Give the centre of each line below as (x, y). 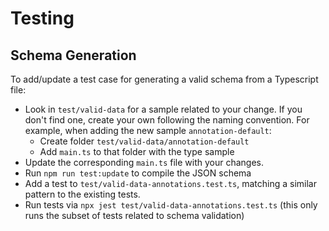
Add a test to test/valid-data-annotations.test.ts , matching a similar (170, 183)
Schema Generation (73, 55)
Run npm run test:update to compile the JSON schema (138, 173)
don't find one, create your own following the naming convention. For (167, 120)
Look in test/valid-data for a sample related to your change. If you (163, 109)
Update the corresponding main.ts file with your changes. (144, 162)
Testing (42, 18)
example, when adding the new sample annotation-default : (148, 130)
